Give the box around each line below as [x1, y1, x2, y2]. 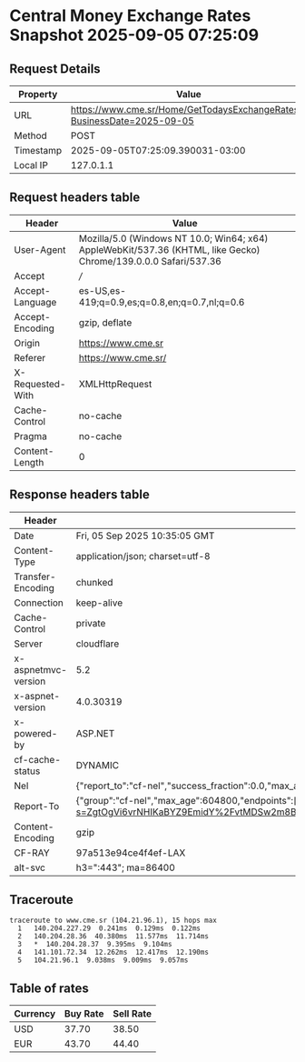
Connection [14, 596, 64, 609]
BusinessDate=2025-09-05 [71, 115, 195, 127]
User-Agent [14, 243, 66, 255]
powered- [14, 726, 58, 739]
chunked [75, 576, 113, 588]
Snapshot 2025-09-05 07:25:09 [9, 25, 260, 45]
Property [17, 88, 58, 100]
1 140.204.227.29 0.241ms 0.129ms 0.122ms [17, 924, 202, 933]
